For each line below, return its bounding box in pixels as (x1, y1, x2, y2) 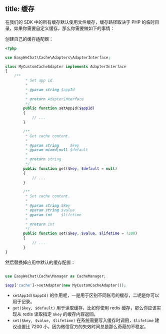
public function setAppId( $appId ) (23, 106, 95, 111)
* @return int (25, 222, 55, 227)
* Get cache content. (25, 133, 70, 139)
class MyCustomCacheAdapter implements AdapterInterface (5, 64, 126, 69)
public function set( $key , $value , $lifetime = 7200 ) (23, 231, 137, 236)
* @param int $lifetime (25, 212, 81, 217)
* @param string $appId (25, 87, 75, 92)
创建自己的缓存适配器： (5, 36, 53, 42)
